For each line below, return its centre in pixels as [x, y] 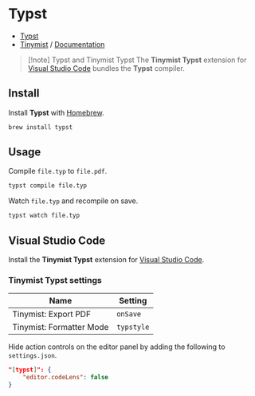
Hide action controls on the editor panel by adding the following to [117, 347]
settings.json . [33, 355]
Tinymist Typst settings [55, 280]
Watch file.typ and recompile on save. [73, 201]
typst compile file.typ [48, 186]
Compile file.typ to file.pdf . [58, 171]
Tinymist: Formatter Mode [61, 327]
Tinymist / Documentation [62, 44]
